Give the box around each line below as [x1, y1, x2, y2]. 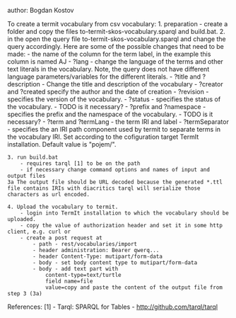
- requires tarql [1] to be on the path [20, 160, 141, 167]
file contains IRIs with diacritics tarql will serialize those [7, 185, 201, 192]
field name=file [45, 278, 93, 285]
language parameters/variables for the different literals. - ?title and [7, 72, 201, 81]
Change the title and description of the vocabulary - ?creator [46, 80, 224, 88]
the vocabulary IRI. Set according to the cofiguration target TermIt [7, 132, 199, 141]
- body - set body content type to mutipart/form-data [33, 259, 198, 266]
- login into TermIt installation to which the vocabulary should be [20, 210, 230, 217]
